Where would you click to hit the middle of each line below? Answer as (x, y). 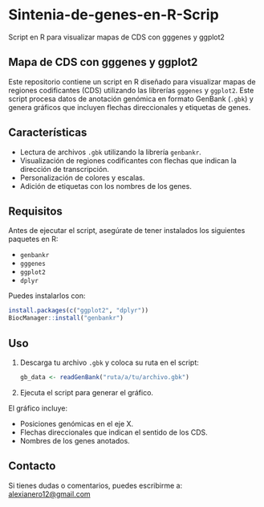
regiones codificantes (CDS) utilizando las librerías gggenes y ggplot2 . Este (131, 90)
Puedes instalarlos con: (47, 296)
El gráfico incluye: (38, 408)
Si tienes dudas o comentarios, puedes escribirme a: (95, 485)
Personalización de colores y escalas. (82, 178)
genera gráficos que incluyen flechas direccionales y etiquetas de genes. (130, 107)
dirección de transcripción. (65, 169)
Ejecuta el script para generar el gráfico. (87, 392)
